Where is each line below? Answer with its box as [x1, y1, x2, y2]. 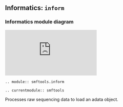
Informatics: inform [5, 4, 64, 12]
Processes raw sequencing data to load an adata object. [5, 96, 119, 102]
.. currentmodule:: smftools [5, 88, 64, 93]
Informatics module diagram [5, 18, 74, 25]
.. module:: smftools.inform [5, 79, 64, 84]
